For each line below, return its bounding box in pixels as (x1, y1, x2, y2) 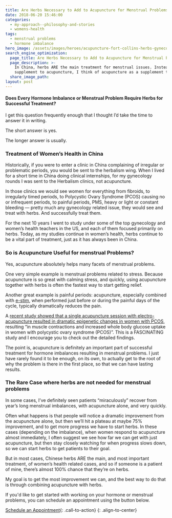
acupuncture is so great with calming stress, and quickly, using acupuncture (5, 276, 166, 283)
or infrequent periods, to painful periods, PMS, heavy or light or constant (5, 199, 159, 206)
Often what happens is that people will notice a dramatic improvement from (5, 412, 164, 419)
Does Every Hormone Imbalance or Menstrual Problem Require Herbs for (5, 95, 163, 101)
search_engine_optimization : (5, 50, 68, 55)
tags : (5, 31, 17, 36)
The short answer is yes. (5, 127, 57, 134)
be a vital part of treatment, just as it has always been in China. (5, 236, 138, 243)
